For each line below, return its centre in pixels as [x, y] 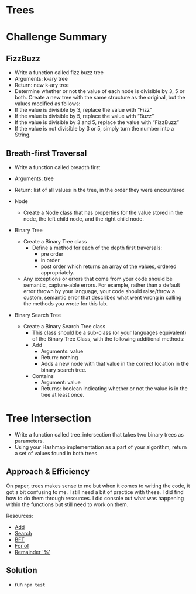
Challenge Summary [57, 37]
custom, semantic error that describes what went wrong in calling [102, 297]
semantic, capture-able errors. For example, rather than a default [102, 285]
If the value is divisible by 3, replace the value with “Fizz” [83, 110]
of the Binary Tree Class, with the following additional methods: [108, 339]
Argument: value [61, 382]
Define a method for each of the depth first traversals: [97, 248]
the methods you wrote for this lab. [66, 304]
